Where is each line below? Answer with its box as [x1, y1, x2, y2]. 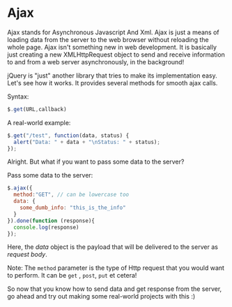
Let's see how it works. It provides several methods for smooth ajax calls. [7, 78, 218, 87]
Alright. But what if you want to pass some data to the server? [7, 157, 185, 166]
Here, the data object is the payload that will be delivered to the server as [7, 243, 218, 251]
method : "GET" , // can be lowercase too [13, 191, 130, 199]
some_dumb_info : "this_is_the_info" [20, 204, 127, 211]
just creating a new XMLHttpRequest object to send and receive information [7, 50, 225, 59]
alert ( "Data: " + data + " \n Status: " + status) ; [13, 138, 160, 145]
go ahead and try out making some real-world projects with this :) [7, 292, 196, 301]
